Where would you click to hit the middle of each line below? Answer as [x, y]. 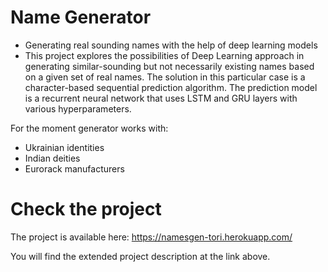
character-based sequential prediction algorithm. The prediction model [171, 87]
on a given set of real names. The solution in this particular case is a [165, 77]
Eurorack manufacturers [74, 168]
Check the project [86, 209]
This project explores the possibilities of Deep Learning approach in [164, 55]
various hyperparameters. [78, 108]
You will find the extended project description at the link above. [140, 256]
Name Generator [81, 17]
